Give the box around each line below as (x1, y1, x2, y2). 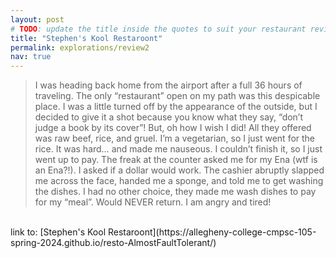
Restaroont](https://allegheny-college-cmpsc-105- (107, 226, 317, 238)
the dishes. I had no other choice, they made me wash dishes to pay (34, 186, 317, 198)
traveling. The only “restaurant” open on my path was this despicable (34, 90, 321, 102)
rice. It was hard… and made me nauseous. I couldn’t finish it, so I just (34, 143, 323, 155)
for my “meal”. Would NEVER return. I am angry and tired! (34, 196, 272, 208)
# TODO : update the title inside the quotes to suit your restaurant (10, 24, 307, 34)
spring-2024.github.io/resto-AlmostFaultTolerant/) (10, 237, 217, 249)
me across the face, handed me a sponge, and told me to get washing (34, 175, 324, 187)
